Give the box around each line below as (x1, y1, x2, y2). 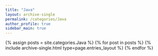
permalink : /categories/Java (5, 16, 67, 21)
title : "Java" (5, 7, 35, 12)
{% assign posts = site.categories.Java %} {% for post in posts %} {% (5, 39, 151, 45)
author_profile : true (5, 21, 51, 26)
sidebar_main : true (5, 26, 46, 31)
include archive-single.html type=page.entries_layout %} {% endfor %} (5, 45, 153, 51)
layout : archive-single (5, 12, 56, 17)
